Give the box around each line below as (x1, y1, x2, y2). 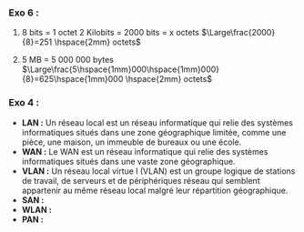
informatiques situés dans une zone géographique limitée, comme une (21, 126, 287, 137)
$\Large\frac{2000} (200, 27, 276, 38)
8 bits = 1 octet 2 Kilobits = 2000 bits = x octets (21, 27, 200, 38)
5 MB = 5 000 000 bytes (21, 55, 115, 66)
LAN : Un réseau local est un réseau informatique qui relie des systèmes (21, 116, 293, 128)
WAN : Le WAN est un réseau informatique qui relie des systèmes (21, 146, 269, 156)
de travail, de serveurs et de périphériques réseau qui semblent (21, 175, 260, 186)
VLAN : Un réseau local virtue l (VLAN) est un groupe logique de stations (21, 166, 296, 177)
